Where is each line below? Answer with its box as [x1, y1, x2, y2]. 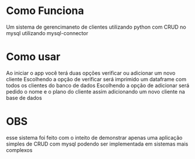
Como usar [6, 50, 61, 64]
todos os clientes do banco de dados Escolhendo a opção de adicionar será [6, 82, 190, 89]
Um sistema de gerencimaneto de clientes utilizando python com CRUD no [6, 23, 186, 30]
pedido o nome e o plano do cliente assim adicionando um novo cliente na [6, 88, 186, 95]
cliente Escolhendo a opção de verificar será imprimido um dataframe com [6, 75, 187, 82]
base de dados [6, 94, 42, 101]
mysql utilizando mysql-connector [6, 29, 88, 36]
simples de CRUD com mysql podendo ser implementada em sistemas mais [6, 140, 189, 147]
